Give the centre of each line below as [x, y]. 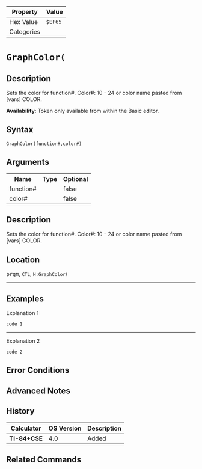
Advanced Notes [38, 391]
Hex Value [23, 22]
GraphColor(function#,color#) [44, 144]
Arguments [28, 162]
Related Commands [44, 460]
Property [25, 12]
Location [23, 259]
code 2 [14, 352]
